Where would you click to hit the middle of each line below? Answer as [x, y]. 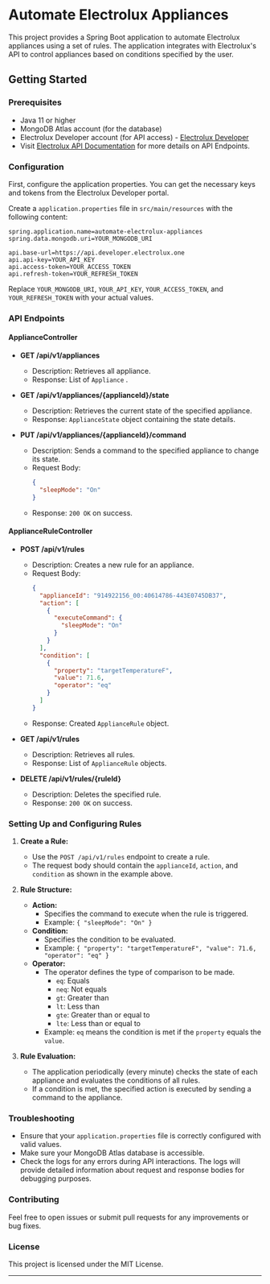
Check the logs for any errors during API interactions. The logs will [130, 1162]
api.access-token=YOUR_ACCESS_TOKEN [70, 267]
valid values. [41, 1145]
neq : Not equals [81, 989]
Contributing [34, 1199]
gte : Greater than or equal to [103, 1015]
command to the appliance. [77, 1098]
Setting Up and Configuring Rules [75, 823]
